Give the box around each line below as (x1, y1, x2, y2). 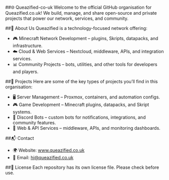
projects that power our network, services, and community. (5, 15, 129, 21)
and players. (12, 68, 39, 75)
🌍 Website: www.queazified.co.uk (12, 147, 85, 153)
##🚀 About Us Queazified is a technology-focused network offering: (5, 25, 148, 31)
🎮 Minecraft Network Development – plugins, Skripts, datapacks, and (12, 35, 158, 41)
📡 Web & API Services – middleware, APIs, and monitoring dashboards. (12, 125, 161, 131)
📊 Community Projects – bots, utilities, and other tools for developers (12, 61, 158, 67)
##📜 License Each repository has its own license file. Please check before (5, 164, 159, 170)
